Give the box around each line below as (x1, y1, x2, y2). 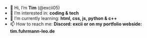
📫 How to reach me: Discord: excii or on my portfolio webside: (9, 21, 142, 27)
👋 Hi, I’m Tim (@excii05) (9, 5, 60, 10)
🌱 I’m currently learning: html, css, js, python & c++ (9, 15, 117, 21)
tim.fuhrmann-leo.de (9, 28, 55, 34)
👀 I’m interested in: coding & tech (9, 10, 79, 16)
